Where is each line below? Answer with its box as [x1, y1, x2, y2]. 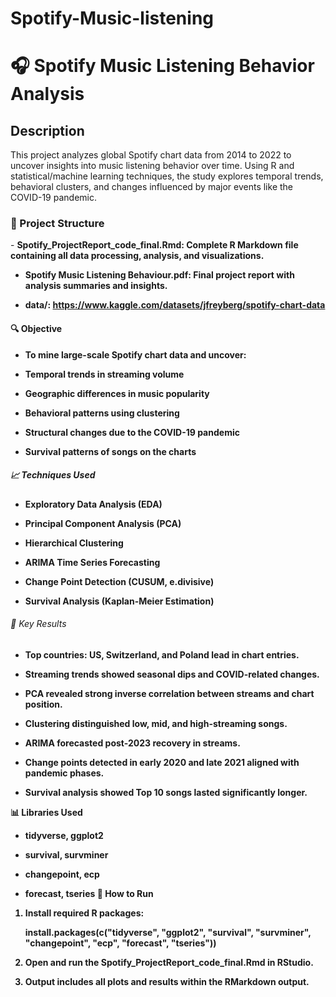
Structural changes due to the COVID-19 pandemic [24, 426, 240, 438]
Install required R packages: [24, 907, 145, 919]
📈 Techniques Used [10, 469, 96, 481]
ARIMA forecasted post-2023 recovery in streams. [24, 737, 241, 749]
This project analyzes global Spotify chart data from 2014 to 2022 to [10, 149, 292, 161]
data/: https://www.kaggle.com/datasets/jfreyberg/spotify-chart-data [24, 299, 326, 311]
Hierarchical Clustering [24, 537, 124, 549]
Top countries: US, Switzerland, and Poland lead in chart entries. [24, 648, 300, 661]
